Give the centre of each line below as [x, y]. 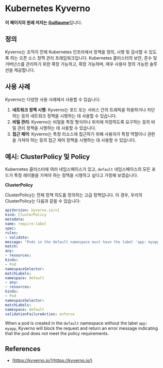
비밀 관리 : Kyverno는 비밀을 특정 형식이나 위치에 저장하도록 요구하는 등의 [81, 122]
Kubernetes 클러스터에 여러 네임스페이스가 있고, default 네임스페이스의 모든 [78, 169]
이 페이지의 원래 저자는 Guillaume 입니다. [44, 22]
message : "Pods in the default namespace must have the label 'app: [76, 242]
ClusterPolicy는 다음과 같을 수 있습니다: [43, 201]
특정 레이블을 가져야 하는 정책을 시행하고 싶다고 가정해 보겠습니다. [76, 176]
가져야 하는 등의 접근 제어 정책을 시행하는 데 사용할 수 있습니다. [77, 140]
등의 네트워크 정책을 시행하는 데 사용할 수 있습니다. [69, 116]
